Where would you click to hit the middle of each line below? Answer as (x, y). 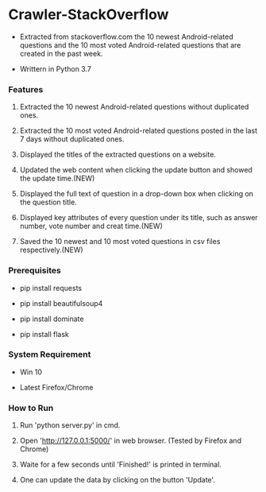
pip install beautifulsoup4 (61, 303)
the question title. (48, 202)
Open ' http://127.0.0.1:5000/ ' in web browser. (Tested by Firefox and (131, 441)
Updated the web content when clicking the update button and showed (136, 170)
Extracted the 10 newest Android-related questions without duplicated (134, 107)
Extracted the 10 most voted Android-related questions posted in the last (139, 131)
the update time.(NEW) (57, 178)
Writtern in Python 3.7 (55, 68)
